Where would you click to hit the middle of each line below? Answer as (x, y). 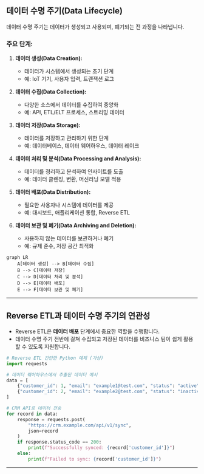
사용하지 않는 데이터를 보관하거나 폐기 (69, 238)
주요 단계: (20, 44)
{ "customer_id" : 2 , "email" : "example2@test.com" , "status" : (96, 392)
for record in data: (32, 414)
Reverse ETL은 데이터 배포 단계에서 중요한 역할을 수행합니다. (87, 331)
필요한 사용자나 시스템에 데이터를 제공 (69, 205)
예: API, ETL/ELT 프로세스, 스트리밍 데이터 (74, 112)
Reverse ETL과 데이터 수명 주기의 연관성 (78, 316)
